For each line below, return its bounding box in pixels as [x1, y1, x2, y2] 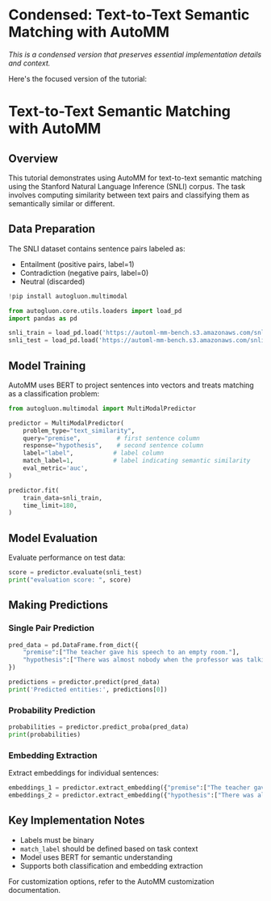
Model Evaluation [8, 531, 98, 545]
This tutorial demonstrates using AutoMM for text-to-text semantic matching [8, 172, 262, 183]
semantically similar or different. [8, 198, 115, 208]
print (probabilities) [8, 730, 81, 738]
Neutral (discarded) [19, 277, 85, 286]
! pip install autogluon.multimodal [8, 292, 128, 300]
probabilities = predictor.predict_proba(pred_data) [8, 723, 190, 731]
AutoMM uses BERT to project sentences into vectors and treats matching [8, 380, 254, 390]
